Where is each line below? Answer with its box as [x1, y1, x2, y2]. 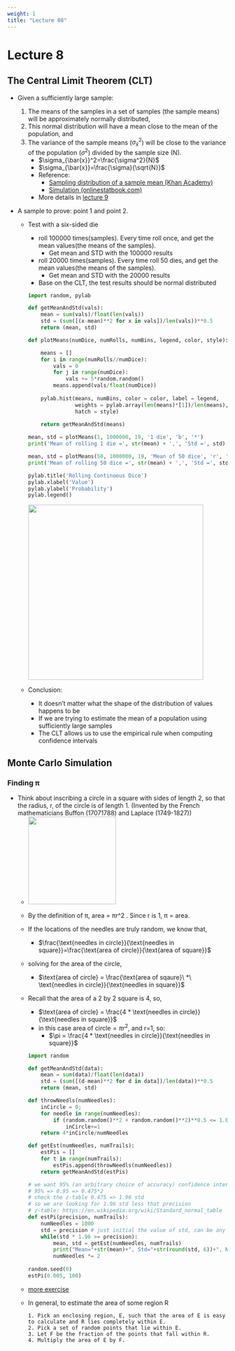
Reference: [38, 170, 70, 179]
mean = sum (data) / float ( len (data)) [41, 1071, 145, 1078]
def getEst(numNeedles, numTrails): [27, 1142, 135, 1150]
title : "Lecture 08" [7, 17, 68, 24]
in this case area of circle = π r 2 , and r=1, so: [38, 1023, 166, 1032]
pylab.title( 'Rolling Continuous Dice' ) [27, 472, 148, 479]
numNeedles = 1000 [41, 1220, 94, 1227]
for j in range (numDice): [52, 369, 129, 376]
